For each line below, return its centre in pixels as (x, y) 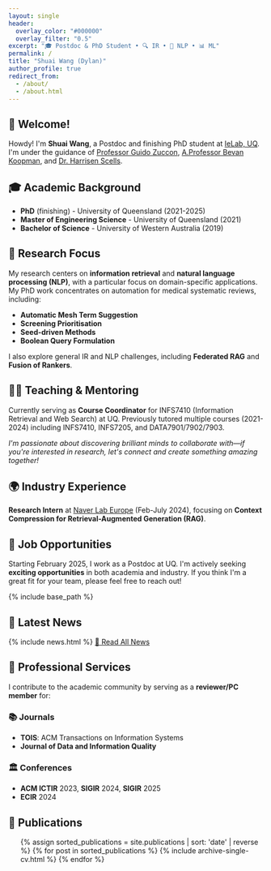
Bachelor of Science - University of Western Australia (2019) (122, 228)
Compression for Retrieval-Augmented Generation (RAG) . (107, 519)
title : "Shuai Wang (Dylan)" (57, 62)
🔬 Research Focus (55, 253)
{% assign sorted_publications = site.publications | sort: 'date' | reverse (139, 842)
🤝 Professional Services (70, 667)
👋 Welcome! (39, 124)
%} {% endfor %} (76, 860)
